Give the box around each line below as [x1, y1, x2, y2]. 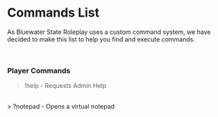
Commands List [7, 5, 99, 21]
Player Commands [7, 66, 71, 75]
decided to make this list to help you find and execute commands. [7, 35, 196, 43]
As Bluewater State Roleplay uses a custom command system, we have [7, 28, 211, 36]
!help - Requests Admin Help [24, 82, 107, 90]
